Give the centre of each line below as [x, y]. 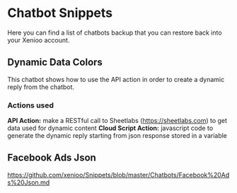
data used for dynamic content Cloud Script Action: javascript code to [110, 128]
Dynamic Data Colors [55, 63]
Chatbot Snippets [60, 13]
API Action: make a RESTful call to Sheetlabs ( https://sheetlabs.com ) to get [117, 121]
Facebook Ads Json [52, 158]
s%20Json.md [29, 182]
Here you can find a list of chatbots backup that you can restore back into [115, 33]
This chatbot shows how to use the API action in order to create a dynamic [116, 79]
